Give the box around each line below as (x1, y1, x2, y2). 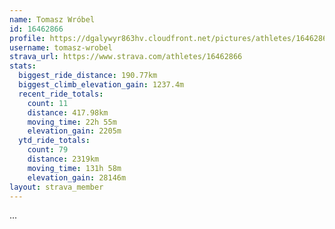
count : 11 (27, 98, 69, 108)
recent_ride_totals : (18, 89, 104, 99)
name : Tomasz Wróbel (9, 14, 96, 25)
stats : (9, 61, 37, 71)
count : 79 (27, 145, 69, 155)
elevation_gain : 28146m (27, 172, 127, 183)
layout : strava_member (9, 182, 104, 192)
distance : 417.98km (27, 107, 109, 118)
